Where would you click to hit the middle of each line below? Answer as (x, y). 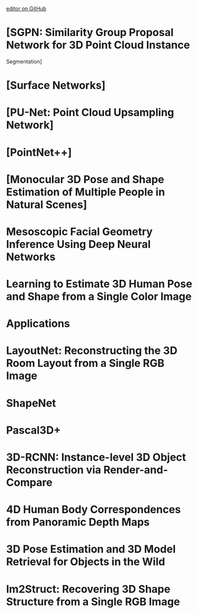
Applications (38, 324)
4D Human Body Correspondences (94, 510)
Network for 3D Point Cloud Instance (98, 45)
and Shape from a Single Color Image (99, 297)
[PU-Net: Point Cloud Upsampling (90, 113)
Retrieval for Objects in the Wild (86, 562)
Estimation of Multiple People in (86, 192)
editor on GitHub (26, 9)
